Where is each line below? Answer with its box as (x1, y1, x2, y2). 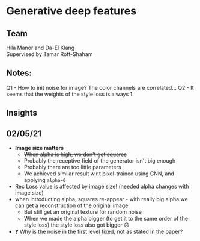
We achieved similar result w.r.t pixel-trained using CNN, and (23, 170, 174, 177)
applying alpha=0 (23, 177, 66, 184)
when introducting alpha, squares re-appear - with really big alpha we (14, 196, 188, 203)
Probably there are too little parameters (23, 164, 121, 171)
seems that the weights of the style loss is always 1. (6, 90, 134, 98)
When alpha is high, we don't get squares (23, 151, 127, 158)
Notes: (6, 68, 32, 78)
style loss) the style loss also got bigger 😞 (23, 221, 130, 228)
